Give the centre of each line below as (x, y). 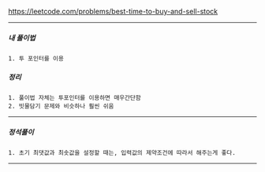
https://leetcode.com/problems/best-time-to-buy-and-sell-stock (113, 11)
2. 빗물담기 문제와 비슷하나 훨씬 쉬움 (61, 106)
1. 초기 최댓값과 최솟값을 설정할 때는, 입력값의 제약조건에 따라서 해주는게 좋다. (122, 152)
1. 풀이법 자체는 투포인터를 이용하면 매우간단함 (75, 97)
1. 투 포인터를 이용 (36, 58)
